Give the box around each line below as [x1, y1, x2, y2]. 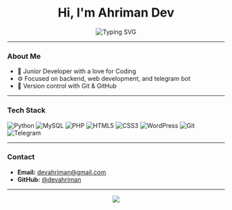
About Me [7, 51, 41, 61]
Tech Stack [7, 106, 46, 115]
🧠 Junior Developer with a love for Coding [17, 67, 137, 75]
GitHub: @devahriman [17, 175, 81, 184]
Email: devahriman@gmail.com [17, 168, 106, 176]
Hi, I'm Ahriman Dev [57, 5, 175, 21]
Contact [7, 152, 35, 162]
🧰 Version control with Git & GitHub [17, 82, 117, 90]
